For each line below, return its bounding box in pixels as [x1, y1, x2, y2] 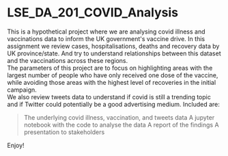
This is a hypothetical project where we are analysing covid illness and [7, 27, 205, 36]
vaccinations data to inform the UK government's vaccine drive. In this [7, 34, 205, 42]
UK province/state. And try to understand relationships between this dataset [7, 49, 221, 57]
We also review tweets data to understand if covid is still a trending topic [7, 92, 212, 101]
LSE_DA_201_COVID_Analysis [7, 5, 179, 21]
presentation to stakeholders [23, 128, 105, 136]
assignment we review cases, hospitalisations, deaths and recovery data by [7, 42, 220, 50]
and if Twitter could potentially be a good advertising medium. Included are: [7, 100, 220, 108]
